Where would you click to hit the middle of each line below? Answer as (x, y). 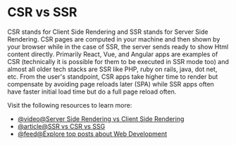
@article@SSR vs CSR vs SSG (61, 126)
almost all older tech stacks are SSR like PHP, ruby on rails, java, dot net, (112, 69)
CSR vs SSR (42, 12)
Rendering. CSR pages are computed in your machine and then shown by (114, 39)
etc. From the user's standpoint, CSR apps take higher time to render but (113, 76)
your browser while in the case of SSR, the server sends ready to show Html (118, 46)
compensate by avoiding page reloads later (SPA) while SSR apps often (111, 84)
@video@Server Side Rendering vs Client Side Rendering (101, 119)
